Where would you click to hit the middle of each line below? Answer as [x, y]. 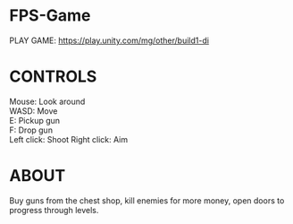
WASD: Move [33, 111]
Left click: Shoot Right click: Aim [68, 139]
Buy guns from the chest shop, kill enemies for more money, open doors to [147, 200]
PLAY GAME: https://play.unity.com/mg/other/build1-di [109, 40]
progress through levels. [54, 210]
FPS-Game [50, 16]
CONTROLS [53, 77]
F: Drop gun [31, 130]
